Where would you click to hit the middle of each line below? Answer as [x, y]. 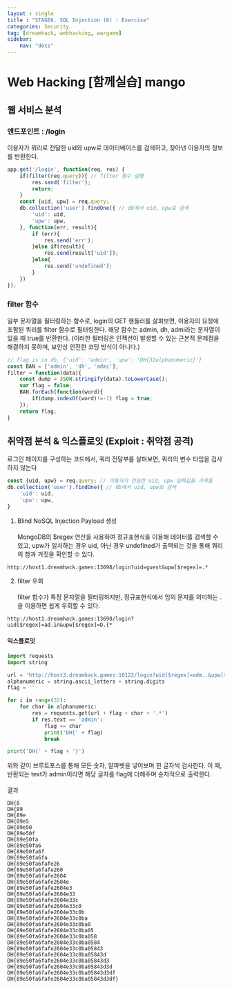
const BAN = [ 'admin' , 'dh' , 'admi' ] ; [63, 366]
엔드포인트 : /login [36, 131]
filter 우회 [30, 581]
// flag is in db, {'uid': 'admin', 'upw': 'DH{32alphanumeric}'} [105, 360]
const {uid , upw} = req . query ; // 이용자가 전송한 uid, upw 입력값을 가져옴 [110, 481]
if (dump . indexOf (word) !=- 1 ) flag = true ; [93, 399]
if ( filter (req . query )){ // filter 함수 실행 [81, 176]
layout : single [30, 14]
